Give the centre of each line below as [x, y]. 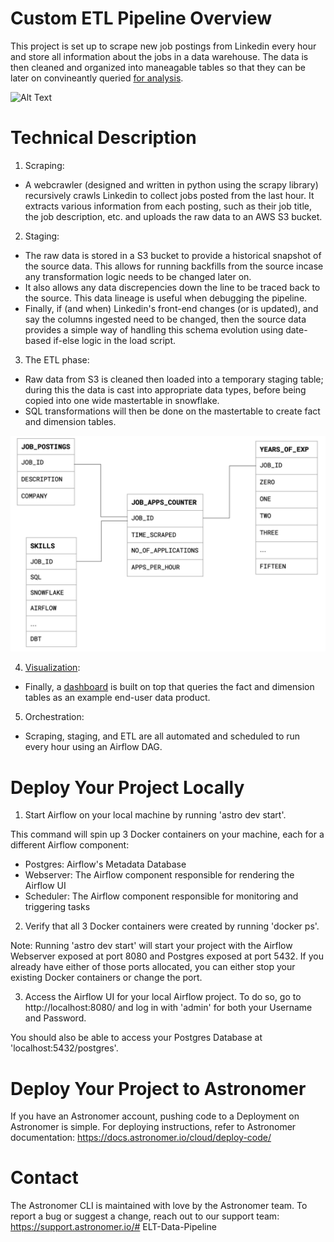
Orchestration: [54, 717]
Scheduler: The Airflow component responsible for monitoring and [161, 896]
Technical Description [103, 138]
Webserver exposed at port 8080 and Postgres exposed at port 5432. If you [167, 956]
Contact [44, 1178]
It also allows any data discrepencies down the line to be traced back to [172, 287]
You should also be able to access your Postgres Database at [136, 1038]
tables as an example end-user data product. [117, 698]
